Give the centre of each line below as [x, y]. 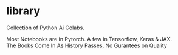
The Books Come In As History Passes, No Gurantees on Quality [87, 45]
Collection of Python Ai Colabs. [46, 27]
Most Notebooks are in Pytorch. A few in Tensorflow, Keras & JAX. [89, 39]
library [23, 11]
